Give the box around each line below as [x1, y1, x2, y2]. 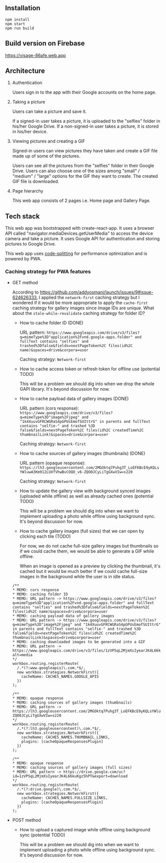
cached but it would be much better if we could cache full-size [19, 568, 148, 574]
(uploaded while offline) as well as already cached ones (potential [19, 493, 154, 499]
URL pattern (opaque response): [19, 460, 85, 466]
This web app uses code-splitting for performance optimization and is [5, 251, 147, 256]
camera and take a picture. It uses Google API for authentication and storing [5, 236, 160, 242]
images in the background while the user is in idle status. [19, 573, 136, 579]
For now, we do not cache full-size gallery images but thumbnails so [19, 543, 159, 549]
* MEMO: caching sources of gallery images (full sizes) [12, 765, 132, 770]
